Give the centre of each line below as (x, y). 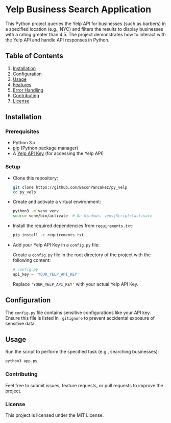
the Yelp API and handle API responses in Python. (57, 40)
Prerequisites (22, 131)
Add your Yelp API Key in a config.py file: (56, 245)
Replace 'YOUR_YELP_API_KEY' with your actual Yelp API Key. (76, 284)
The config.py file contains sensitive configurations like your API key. (78, 313)
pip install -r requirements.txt (48, 235)
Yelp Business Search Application (78, 9)
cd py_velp (24, 192)
